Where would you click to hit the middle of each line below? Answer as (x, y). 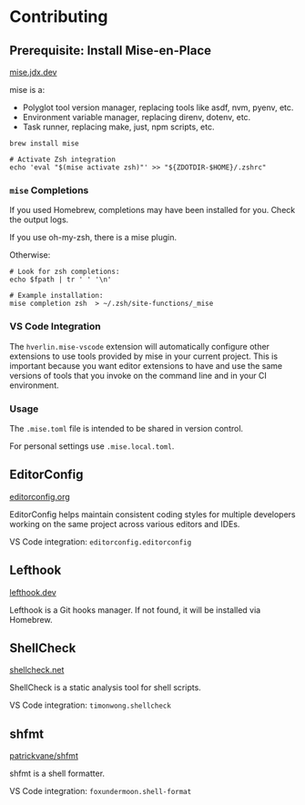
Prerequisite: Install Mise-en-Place (111, 51)
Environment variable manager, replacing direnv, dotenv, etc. (137, 117)
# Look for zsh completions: (65, 272)
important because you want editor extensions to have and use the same (146, 365)
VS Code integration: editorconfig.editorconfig (101, 541)
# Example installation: (56, 296)
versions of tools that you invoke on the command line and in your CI (138, 375)
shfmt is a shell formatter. (57, 774)
